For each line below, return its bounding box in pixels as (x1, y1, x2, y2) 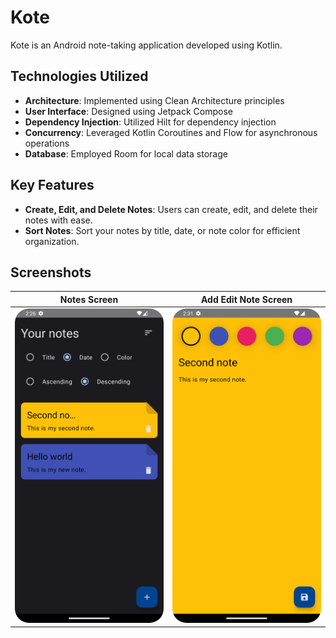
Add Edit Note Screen (200, 293, 293, 305)
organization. (24, 235, 80, 247)
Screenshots (10, 264, 92, 281)
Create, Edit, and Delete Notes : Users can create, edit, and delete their (24, 203, 318, 215)
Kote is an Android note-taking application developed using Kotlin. (10, 39, 283, 51)
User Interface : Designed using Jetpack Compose (24, 105, 233, 117)
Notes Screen (59, 293, 119, 305)
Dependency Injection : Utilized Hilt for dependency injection (24, 116, 277, 128)
